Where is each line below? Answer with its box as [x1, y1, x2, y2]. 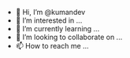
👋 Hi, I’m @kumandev [15, 8, 86, 16]
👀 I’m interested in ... [15, 16, 83, 25]
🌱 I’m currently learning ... [15, 24, 100, 33]
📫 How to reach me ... [15, 42, 89, 50]
